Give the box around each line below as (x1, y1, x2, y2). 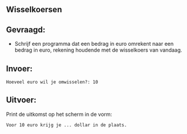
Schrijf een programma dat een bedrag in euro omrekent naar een (14, 41, 174, 48)
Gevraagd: (6, 25, 46, 35)
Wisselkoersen (6, 5, 63, 15)
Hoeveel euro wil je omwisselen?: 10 (6, 79, 98, 85)
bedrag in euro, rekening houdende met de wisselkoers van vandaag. (14, 46, 183, 53)
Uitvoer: (6, 95, 37, 105)
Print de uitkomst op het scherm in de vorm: (6, 110, 113, 118)
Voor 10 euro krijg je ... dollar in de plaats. (6, 122, 127, 128)
